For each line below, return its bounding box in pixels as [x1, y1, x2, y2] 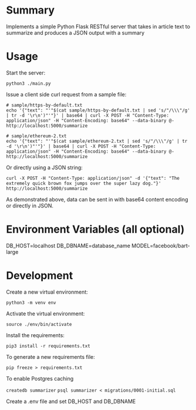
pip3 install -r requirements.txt [6, 343, 91, 349]
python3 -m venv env [6, 300, 57, 305]
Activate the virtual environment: [6, 310, 85, 317]
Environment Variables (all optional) [6, 223, 185, 236]
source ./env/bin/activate [6, 321, 72, 327]
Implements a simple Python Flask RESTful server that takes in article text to [6, 23, 191, 30]
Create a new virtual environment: [6, 288, 88, 295]
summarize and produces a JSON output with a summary [6, 29, 145, 36]
